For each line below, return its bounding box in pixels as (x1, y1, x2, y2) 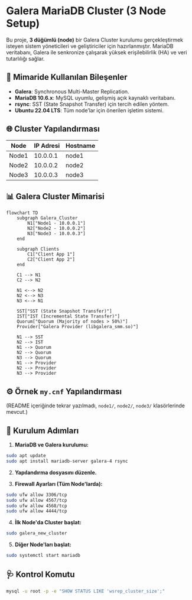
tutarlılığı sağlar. (6, 55, 45, 62)
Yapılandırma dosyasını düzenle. (14, 469, 97, 476)
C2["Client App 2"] (27, 257, 76, 262)
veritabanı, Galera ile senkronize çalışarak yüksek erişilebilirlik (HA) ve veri (6, 48, 187, 56)
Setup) (6, 17, 40, 30)
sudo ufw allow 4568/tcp (6, 502, 67, 509)
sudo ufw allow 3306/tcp (6, 492, 67, 498)
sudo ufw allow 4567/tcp (6, 497, 67, 503)
